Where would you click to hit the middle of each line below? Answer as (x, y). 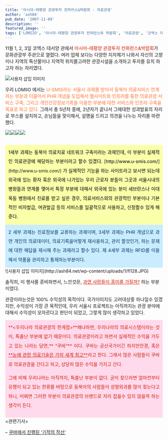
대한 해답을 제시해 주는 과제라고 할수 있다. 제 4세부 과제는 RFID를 (82, 251)
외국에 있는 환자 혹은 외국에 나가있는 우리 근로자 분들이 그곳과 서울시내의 (84, 180)
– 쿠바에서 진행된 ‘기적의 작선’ (35, 433)
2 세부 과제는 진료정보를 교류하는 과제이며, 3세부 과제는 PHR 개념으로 (81, 232)
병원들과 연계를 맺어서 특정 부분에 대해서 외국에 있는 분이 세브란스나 (79, 189)
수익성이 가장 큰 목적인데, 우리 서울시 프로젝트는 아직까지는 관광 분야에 (88, 306)
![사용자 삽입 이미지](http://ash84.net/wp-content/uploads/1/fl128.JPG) (77, 271)
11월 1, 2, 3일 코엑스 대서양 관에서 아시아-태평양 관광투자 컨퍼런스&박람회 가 (82, 49)
